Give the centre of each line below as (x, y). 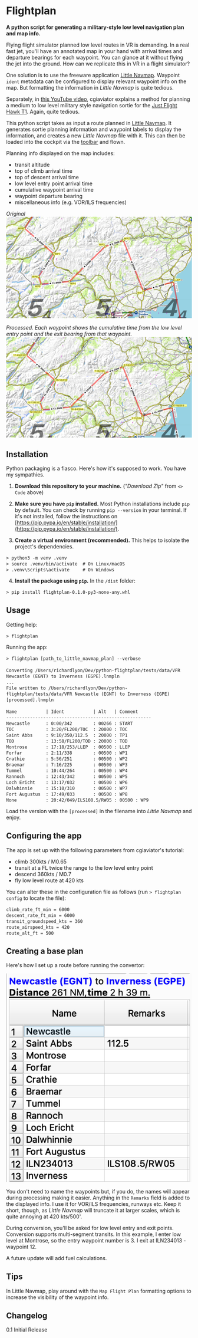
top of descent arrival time (47, 177)
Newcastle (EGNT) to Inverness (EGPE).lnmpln (63, 676)
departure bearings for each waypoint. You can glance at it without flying (95, 57)
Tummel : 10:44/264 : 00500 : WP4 (67, 771)
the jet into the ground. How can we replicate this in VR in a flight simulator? (98, 64)
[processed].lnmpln (30, 700)
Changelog (27, 1315)
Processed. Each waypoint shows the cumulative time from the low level (94, 328)
